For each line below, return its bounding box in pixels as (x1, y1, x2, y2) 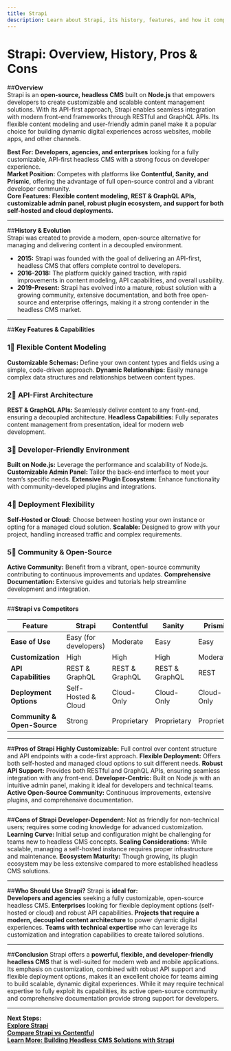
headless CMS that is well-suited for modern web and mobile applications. (7, 957, 219, 966)
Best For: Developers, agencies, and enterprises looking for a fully (7, 148, 199, 156)
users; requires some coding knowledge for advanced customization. (7, 822, 204, 831)
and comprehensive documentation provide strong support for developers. (7, 994, 219, 1002)
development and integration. (7, 585, 91, 593)
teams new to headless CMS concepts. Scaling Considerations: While (7, 837, 208, 846)
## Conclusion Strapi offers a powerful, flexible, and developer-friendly (7, 950, 214, 958)
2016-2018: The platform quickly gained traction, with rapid (16, 269, 187, 278)
